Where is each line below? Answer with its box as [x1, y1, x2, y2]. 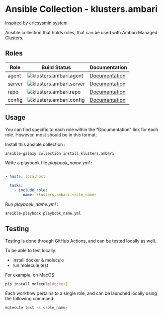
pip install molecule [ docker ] [5, 281, 68, 286]
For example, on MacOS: [5, 272, 56, 278]
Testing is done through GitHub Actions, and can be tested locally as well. [5, 238, 157, 244]
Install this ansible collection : [5, 141, 66, 147]
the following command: [5, 296, 55, 302]
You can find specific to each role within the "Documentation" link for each [5, 126, 159, 132]
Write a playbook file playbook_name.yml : [5, 160, 93, 166]
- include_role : [14, 188, 48, 193]
